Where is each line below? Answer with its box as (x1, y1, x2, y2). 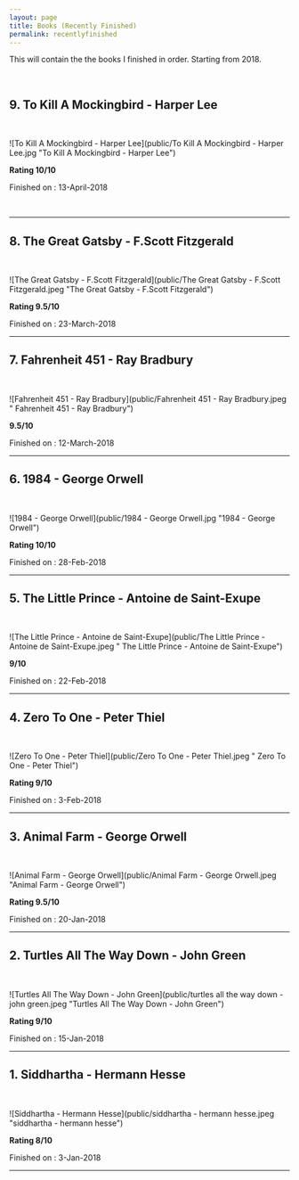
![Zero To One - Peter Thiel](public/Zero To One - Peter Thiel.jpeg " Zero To (9, 750, 287, 762)
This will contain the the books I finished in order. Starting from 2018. (9, 54, 263, 65)
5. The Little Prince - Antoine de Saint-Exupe (9, 591, 261, 606)
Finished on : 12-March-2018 (9, 438, 115, 448)
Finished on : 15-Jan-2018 (9, 1033, 104, 1044)
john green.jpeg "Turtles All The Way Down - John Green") (9, 998, 225, 1009)
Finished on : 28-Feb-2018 (9, 556, 107, 567)
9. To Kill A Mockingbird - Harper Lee (9, 97, 218, 112)
